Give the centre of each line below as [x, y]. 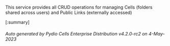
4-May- [157, 33]
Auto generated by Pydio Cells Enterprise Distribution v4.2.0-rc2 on [77, 33]
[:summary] [17, 22]
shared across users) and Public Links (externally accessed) [69, 12]
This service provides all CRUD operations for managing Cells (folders [79, 7]
